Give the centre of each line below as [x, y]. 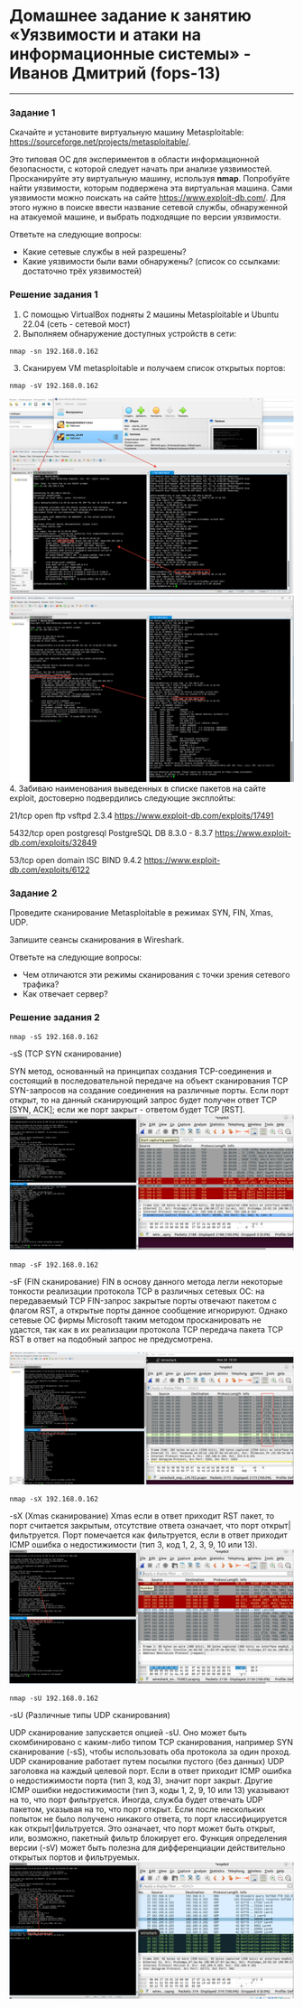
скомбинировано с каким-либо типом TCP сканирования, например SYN [151, 1742]
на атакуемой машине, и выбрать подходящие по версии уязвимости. [145, 217]
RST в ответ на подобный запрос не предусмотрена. [111, 1339]
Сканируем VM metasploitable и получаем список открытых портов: [154, 367]
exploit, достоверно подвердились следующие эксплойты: [123, 798]
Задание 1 [32, 112]
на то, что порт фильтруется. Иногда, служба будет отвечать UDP [136, 1799]
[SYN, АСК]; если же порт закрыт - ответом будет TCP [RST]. [127, 1110]
